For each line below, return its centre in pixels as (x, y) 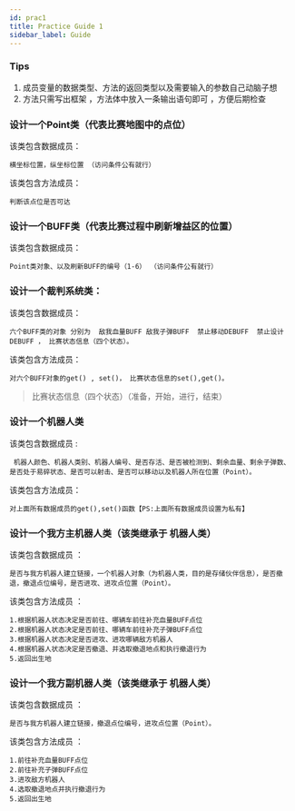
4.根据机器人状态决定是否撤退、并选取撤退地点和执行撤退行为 (108, 649)
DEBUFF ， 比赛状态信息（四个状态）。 (71, 341)
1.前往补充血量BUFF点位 (49, 761)
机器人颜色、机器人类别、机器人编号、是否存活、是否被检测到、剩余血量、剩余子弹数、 (152, 462)
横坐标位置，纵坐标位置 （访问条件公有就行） (83, 164)
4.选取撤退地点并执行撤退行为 (58, 790)
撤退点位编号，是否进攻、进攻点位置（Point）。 (98, 584)
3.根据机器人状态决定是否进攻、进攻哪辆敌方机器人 (91, 640)
